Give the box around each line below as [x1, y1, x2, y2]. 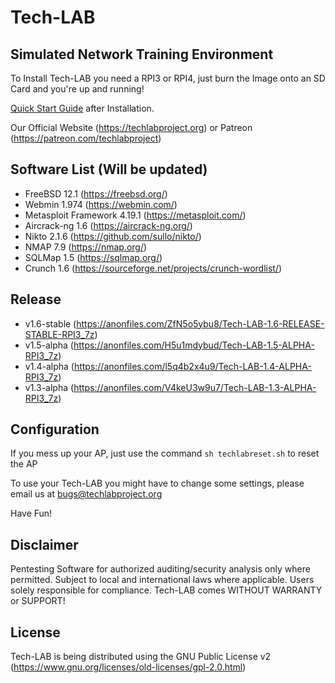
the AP [10, 458, 38, 470]
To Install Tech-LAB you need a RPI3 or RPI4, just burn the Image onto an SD [10, 72, 326, 84]
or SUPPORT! [10, 595, 66, 607]
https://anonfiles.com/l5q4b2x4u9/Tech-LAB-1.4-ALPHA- [73, 360, 312, 372]
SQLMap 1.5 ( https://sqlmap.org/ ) [24, 251, 163, 263]
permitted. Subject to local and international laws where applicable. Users [10, 574, 315, 586]
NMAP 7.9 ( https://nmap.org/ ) [24, 241, 148, 253]
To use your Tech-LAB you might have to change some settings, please [10, 477, 305, 490]
